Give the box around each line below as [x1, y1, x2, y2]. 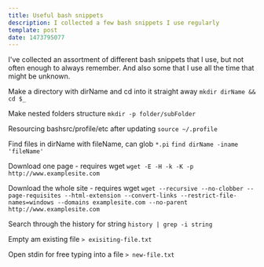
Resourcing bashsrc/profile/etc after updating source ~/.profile [8, 124, 218, 133]
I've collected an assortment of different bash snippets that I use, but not [8, 55, 244, 64]
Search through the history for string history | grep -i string [8, 219, 213, 229]
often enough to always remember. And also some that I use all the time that [8, 64, 255, 73]
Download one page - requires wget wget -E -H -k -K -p [8, 162, 194, 171]
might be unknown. [8, 71, 71, 81]
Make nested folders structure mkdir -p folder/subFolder [8, 109, 196, 119]
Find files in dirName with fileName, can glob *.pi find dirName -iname [8, 139, 238, 149]
